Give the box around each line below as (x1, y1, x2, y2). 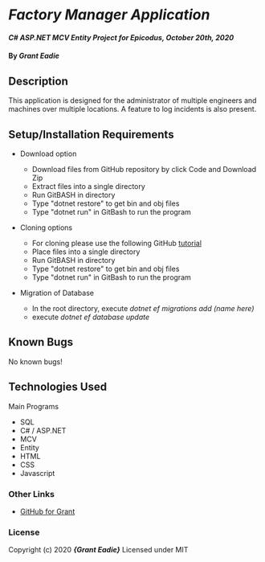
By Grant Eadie (8, 51, 60, 61)
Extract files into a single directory (31, 182, 146, 191)
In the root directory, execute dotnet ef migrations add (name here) (31, 304, 255, 313)
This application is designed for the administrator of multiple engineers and (8, 96, 257, 105)
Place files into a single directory (31, 247, 141, 256)
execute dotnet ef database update (31, 312, 150, 322)
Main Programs (8, 401, 59, 411)
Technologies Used (8, 380, 107, 394)
